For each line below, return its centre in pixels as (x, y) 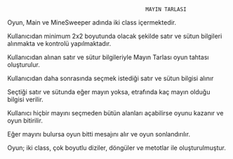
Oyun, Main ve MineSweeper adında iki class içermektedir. (92, 23)
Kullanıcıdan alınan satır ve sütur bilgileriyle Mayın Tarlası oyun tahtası (108, 57)
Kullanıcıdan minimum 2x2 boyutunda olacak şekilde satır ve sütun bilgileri (115, 36)
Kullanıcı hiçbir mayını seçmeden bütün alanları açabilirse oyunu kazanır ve (115, 113)
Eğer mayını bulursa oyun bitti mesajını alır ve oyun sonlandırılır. (99, 134)
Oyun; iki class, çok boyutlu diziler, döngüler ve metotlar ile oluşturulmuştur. (116, 148)
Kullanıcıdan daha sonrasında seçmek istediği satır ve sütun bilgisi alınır (111, 78)
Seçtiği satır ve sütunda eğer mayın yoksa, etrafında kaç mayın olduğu (109, 92)
